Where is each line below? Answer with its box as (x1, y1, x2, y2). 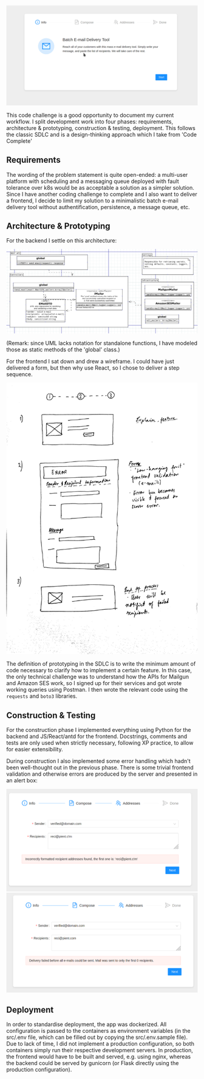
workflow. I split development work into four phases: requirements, (6, 118, 174, 125)
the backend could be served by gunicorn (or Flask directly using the (6, 1060, 179, 1067)
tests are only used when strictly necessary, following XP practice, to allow (6, 739, 194, 746)
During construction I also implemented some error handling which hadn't (6, 757, 191, 765)
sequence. (6, 371, 33, 378)
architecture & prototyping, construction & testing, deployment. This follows (6, 124, 195, 131)
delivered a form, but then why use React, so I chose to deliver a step (6, 364, 180, 371)
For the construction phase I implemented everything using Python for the (6, 726, 191, 734)
